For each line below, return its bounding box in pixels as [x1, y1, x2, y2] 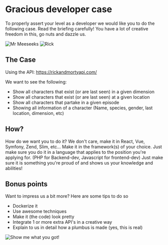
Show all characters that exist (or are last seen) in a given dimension [12, 89, 155, 95]
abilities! [5, 165, 23, 171]
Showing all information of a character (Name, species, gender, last [12, 105, 153, 111]
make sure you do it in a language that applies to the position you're [5, 149, 146, 155]
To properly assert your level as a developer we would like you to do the [5, 20, 155, 26]
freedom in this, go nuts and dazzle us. [5, 31, 86, 37]
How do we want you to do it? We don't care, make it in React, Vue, [5, 138, 145, 144]
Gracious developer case [5, 4, 113, 15]
